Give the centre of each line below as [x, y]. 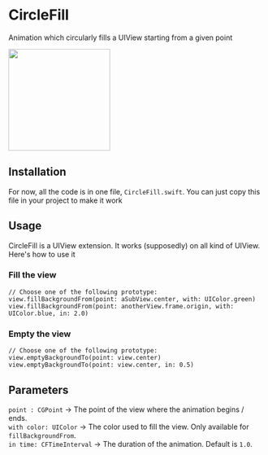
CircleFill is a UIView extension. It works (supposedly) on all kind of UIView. [134, 245]
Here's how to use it [42, 254]
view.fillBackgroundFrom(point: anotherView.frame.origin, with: [121, 306]
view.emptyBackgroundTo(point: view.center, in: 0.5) [102, 365]
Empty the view [40, 334]
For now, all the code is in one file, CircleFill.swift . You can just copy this [134, 191]
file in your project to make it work [66, 200]
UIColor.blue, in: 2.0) [49, 313]
